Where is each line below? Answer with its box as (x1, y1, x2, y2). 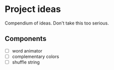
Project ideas (5, 3, 61, 15)
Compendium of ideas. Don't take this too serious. (5, 20, 109, 26)
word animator (12, 47, 42, 53)
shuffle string (12, 59, 40, 65)
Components (5, 34, 46, 43)
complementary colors (12, 53, 59, 59)
